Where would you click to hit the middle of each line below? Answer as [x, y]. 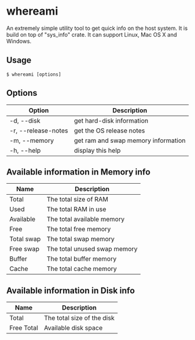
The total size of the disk [79, 318]
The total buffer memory [82, 259]
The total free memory [79, 229]
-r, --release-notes [39, 131]
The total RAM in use [76, 209]
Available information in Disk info [71, 290]
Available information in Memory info [79, 172]
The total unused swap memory [92, 249]
